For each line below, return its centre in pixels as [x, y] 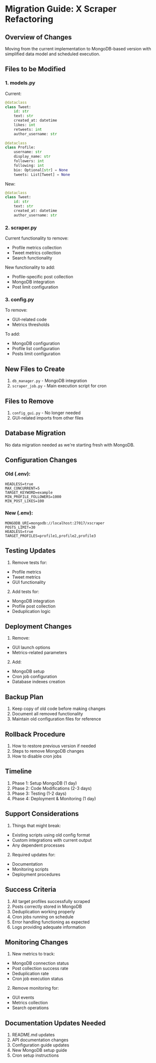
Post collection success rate [40, 968]
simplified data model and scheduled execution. [53, 54]
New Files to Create [35, 369]
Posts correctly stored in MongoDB [47, 906]
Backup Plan [24, 697]
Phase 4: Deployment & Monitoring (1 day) [54, 798]
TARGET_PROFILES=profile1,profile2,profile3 [50, 536]
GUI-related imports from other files [48, 418]
